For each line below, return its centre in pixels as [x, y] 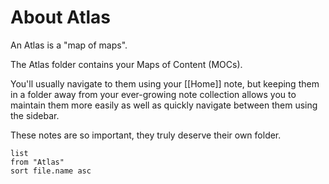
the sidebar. [35, 115]
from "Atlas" [37, 162]
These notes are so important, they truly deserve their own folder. [146, 135]
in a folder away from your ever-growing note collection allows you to [153, 94]
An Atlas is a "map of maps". [69, 45]
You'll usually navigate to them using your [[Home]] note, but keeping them [165, 83]
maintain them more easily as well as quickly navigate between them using [164, 105]
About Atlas [61, 17]
